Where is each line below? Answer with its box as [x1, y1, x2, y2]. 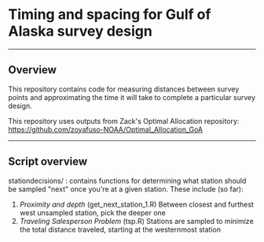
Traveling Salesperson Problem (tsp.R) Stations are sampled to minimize [19, 216, 254, 225]
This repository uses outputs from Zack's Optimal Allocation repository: [8, 116, 240, 125]
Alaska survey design [8, 22, 153, 40]
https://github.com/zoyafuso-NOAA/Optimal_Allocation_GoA [8, 125, 203, 134]
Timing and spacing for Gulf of [8, 6, 211, 24]
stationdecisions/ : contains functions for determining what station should [8, 176, 247, 185]
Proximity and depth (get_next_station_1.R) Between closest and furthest [19, 199, 254, 209]
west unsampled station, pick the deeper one [19, 207, 167, 218]
